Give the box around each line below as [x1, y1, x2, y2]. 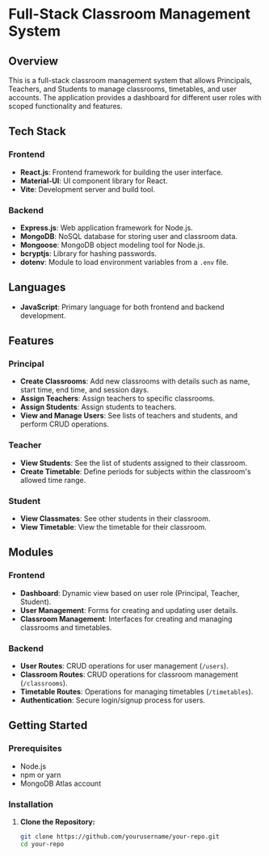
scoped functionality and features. [8, 102, 123, 111]
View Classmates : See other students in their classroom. [19, 514, 211, 523]
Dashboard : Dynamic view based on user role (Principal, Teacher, [19, 588, 240, 598]
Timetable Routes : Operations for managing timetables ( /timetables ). [19, 687, 254, 697]
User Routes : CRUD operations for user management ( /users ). [19, 661, 229, 671]
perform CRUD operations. [19, 419, 109, 429]
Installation [8, 799, 54, 810]
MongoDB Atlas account [19, 778, 102, 788]
